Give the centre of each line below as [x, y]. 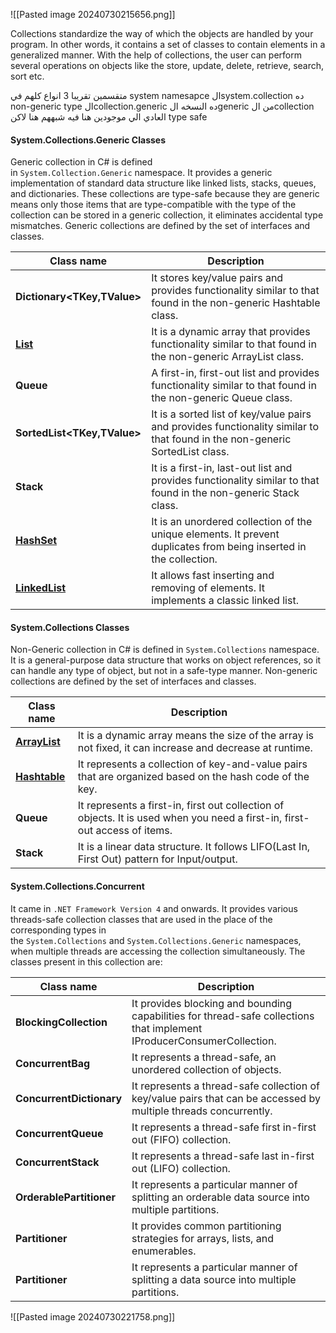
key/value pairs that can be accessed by [226, 1098]
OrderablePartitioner [66, 1197]
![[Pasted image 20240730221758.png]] [93, 1316]
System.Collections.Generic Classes [88, 140]
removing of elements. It [208, 588]
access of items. [134, 831]
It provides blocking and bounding [212, 1003]
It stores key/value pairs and [217, 278]
